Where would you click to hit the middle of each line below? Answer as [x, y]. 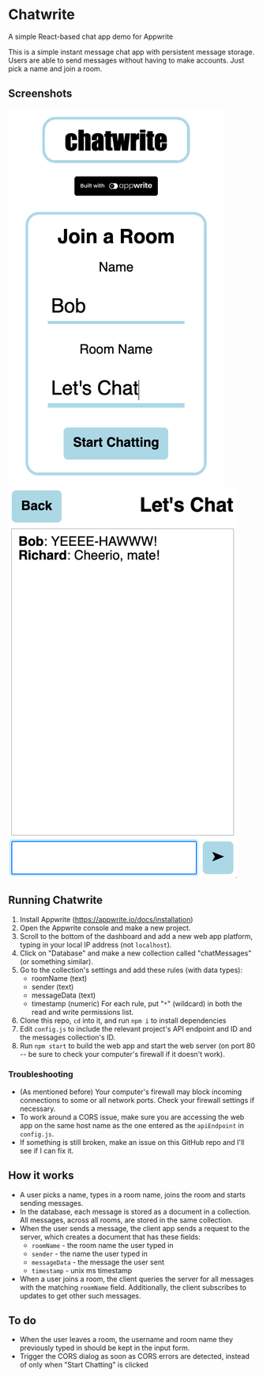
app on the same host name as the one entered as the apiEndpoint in [132, 1125]
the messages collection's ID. [68, 1037]
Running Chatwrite [56, 900]
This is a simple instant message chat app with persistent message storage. [131, 51]
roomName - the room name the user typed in [102, 1245]
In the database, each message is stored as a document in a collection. [135, 1211]
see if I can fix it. [47, 1150]
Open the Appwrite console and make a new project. [105, 928]
